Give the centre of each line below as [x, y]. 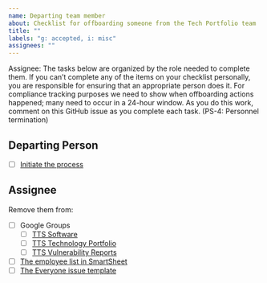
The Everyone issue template [68, 271]
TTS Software [55, 234]
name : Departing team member [57, 16]
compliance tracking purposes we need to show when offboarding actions [131, 94]
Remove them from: [41, 209]
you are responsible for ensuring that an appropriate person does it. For [127, 86]
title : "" [25, 31]
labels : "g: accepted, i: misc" [62, 38]
